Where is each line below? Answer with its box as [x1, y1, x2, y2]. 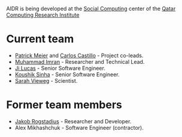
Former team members [6, 98, 123, 112]
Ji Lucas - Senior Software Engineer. [14, 64, 106, 71]
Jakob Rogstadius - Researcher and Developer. [14, 117, 132, 124]
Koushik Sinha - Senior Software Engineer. [14, 71, 120, 78]
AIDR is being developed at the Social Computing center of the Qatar [6, 5, 176, 12]
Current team [6, 32, 74, 46]
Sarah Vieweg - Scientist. [14, 77, 78, 84]
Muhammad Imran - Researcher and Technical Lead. [14, 58, 145, 65]
